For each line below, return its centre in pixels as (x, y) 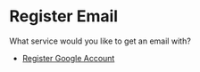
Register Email (64, 16)
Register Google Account (68, 58)
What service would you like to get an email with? (100, 41)
